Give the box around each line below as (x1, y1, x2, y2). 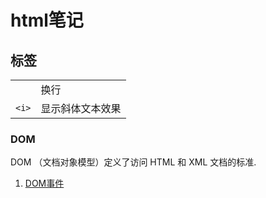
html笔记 (10, 9, 84, 32)
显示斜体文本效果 (40, 102, 122, 115)
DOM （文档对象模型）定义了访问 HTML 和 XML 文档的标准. (10, 156, 257, 168)
